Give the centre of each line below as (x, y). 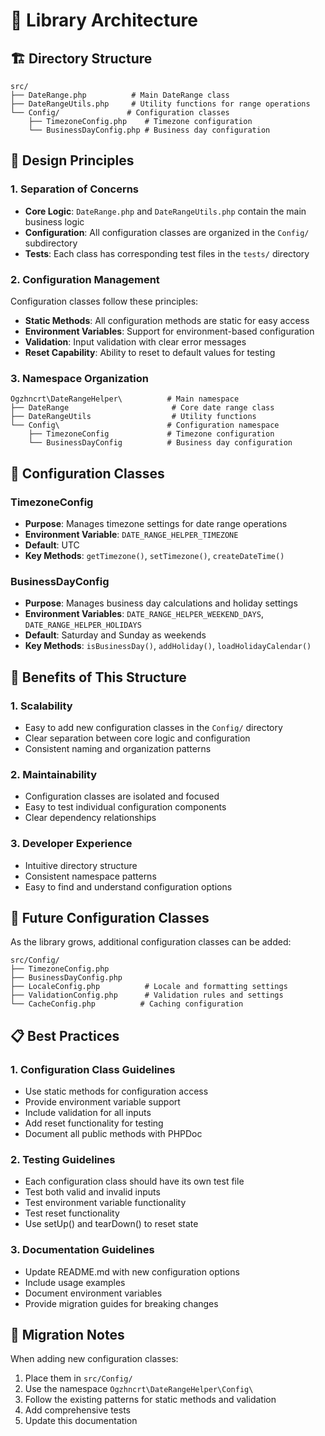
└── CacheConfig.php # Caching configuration (127, 1004)
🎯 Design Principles (72, 160)
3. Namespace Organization (79, 378)
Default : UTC (52, 545)
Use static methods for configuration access (116, 1091)
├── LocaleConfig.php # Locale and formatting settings (149, 987)
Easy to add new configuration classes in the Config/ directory (153, 727)
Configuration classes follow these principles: (104, 301)
